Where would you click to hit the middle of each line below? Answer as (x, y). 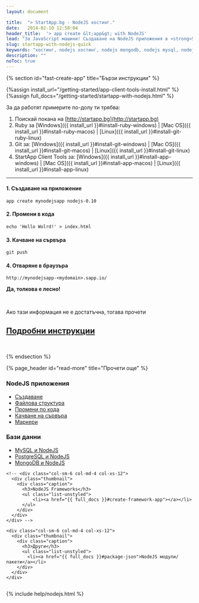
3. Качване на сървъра (36, 240)
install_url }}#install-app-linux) (52, 169)
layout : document (28, 12)
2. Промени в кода (30, 214)
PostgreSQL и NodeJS (42, 456)
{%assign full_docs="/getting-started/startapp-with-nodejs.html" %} (90, 96)
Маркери (26, 422)
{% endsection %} (29, 356)
